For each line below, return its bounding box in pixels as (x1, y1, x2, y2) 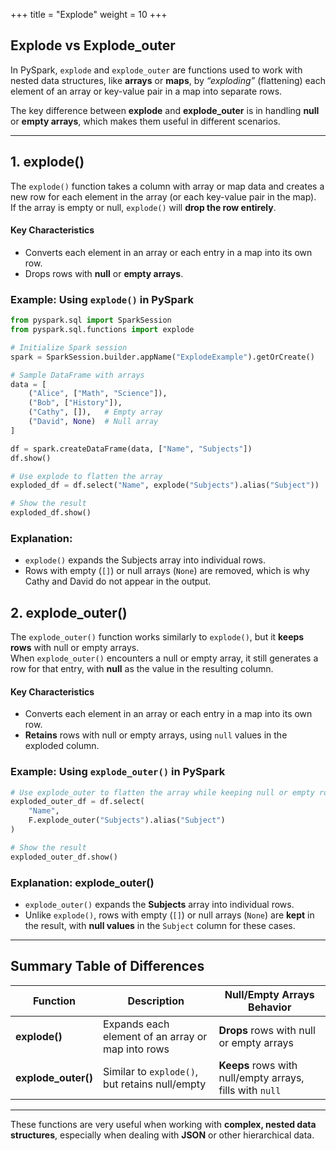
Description (127, 994, 185, 1008)
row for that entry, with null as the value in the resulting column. (10, 663, 274, 675)
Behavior (248, 1000, 292, 1014)
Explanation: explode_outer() (10, 875, 155, 889)
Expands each (102, 1017, 170, 1031)
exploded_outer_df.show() (10, 852, 118, 862)
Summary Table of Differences (10, 958, 205, 975)
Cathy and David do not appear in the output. (24, 575, 212, 588)
